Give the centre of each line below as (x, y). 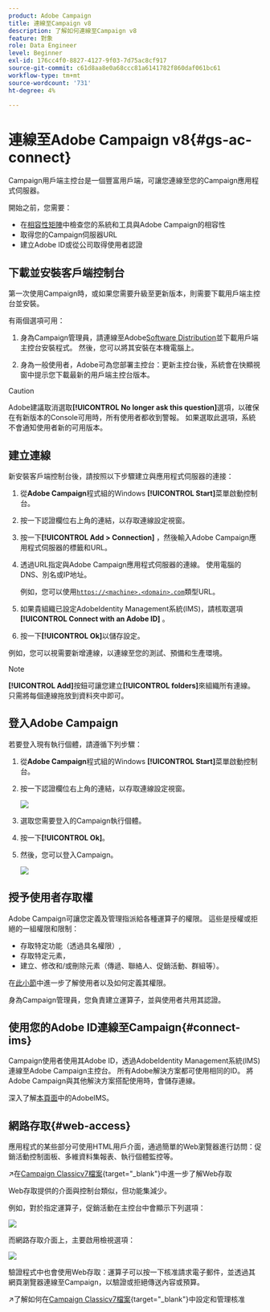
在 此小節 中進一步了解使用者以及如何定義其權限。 (89, 983)
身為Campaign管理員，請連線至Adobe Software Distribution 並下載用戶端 (139, 337)
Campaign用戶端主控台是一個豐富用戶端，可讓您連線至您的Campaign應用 (130, 181)
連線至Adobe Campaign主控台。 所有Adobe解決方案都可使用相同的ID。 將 (131, 1071)
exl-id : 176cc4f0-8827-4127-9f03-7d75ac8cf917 (88, 61)
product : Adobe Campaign (50, 16)
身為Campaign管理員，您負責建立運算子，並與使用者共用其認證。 (117, 999)
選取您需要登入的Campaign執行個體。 (83, 820)
